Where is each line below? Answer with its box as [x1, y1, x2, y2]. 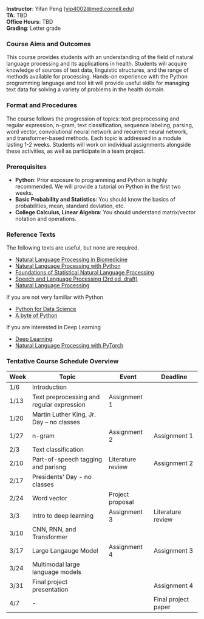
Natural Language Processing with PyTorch [15, 342, 124, 349]
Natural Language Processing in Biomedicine [15, 256, 128, 264]
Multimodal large [32, 560, 80, 568]
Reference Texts [6, 230, 56, 239]
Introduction [32, 383, 67, 391]
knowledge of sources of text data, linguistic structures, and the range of [6, 66, 189, 74]
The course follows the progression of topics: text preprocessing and [6, 115, 180, 122]
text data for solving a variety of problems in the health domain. [6, 86, 165, 93]
